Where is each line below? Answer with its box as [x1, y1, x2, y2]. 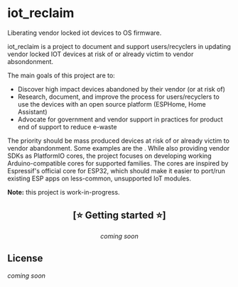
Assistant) [17, 107, 48, 116]
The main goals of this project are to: [7, 71, 115, 80]
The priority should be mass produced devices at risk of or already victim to [7, 136, 229, 145]
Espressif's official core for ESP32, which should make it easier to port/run [7, 166, 226, 175]
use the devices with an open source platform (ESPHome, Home [17, 99, 206, 108]
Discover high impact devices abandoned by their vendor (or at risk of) [17, 85, 226, 93]
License [7, 252, 43, 264]
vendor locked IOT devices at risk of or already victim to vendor [7, 50, 194, 58]
